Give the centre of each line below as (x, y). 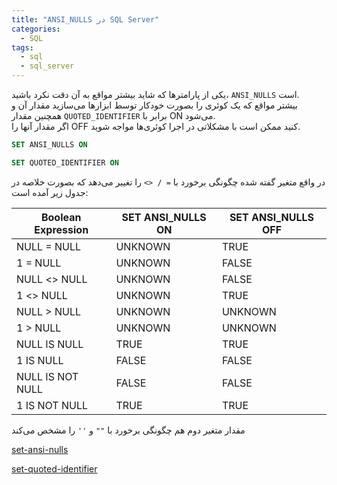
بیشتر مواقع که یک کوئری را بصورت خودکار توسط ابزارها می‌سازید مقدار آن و (154, 105)
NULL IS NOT (47, 376)
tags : (22, 47)
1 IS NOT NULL (52, 405)
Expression (61, 229)
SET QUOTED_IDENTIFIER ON (65, 162)
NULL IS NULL (50, 344)
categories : (36, 29)
